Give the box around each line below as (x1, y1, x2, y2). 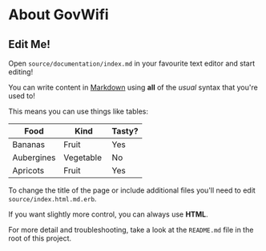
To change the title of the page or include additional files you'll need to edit (8, 185, 256, 195)
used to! (8, 91, 36, 101)
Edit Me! (8, 38, 50, 51)
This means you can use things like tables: (8, 106, 148, 116)
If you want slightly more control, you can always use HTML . (8, 209, 208, 219)
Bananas (12, 139, 46, 149)
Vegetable (63, 152, 103, 163)
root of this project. (8, 233, 72, 243)
